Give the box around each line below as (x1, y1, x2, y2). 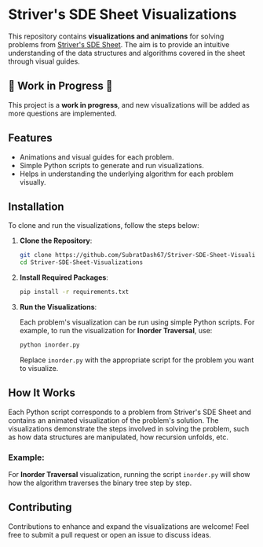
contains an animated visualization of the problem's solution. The (8, 415, 219, 425)
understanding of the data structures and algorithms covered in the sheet (8, 48, 246, 57)
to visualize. (19, 363, 59, 373)
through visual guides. (8, 57, 80, 66)
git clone (19, 251, 53, 259)
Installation (8, 200, 64, 213)
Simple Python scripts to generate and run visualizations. (19, 160, 204, 170)
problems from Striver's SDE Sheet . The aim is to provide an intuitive (8, 39, 230, 49)
